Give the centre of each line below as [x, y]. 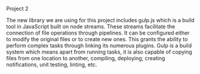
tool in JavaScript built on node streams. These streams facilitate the [91, 27]
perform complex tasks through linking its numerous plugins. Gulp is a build [99, 45]
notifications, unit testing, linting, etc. [52, 64]
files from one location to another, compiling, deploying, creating [86, 58]
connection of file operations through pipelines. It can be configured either [98, 33]
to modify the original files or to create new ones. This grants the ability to [97, 39]
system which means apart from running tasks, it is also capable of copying [99, 52]
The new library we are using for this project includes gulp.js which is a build [100, 20]
